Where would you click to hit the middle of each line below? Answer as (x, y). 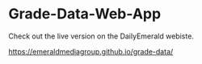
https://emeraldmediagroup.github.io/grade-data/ (91, 51)
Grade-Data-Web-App (85, 14)
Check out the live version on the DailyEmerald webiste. (101, 36)
